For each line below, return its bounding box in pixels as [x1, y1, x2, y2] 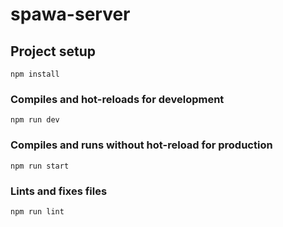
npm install [10, 69, 60, 79]
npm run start [10, 161, 70, 171]
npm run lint [10, 206, 65, 217]
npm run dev [10, 115, 60, 125]
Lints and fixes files [10, 184, 108, 198]
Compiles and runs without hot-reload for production [10, 138, 273, 152]
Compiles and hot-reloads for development [10, 92, 225, 106]
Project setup [10, 43, 97, 60]
